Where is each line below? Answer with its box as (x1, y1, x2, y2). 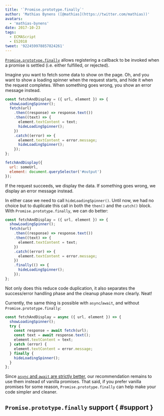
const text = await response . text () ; (14, 333, 91, 338)
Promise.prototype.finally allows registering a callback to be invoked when (5, 57, 160, 63)
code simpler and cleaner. (5, 389, 58, 395)
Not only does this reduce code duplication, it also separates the (5, 285, 136, 291)
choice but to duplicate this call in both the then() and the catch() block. (5, 203, 152, 208)
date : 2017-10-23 (5, 25, 41, 30)
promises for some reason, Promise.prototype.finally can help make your (5, 384, 156, 390)
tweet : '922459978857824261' (5, 44, 65, 48)
